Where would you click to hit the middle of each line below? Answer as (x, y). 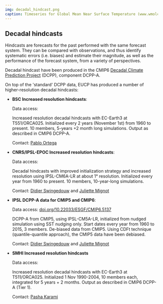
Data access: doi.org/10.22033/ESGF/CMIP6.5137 (62, 209)
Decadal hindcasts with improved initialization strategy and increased (81, 171)
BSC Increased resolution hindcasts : (49, 99)
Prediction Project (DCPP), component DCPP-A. (53, 75)
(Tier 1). (24, 288)
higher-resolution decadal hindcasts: (42, 90)
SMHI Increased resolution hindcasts (50, 253)
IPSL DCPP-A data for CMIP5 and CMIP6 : (54, 200)
